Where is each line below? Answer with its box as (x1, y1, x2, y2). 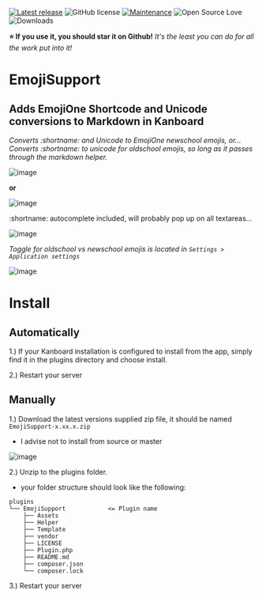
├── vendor (23, 532, 59, 540)
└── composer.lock (23, 566, 84, 575)
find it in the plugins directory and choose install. (9, 355, 168, 364)
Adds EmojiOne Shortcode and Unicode (9, 102, 208, 115)
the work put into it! (9, 44, 73, 52)
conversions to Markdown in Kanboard (9, 115, 204, 128)
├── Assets (23, 511, 59, 520)
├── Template (23, 525, 66, 533)
